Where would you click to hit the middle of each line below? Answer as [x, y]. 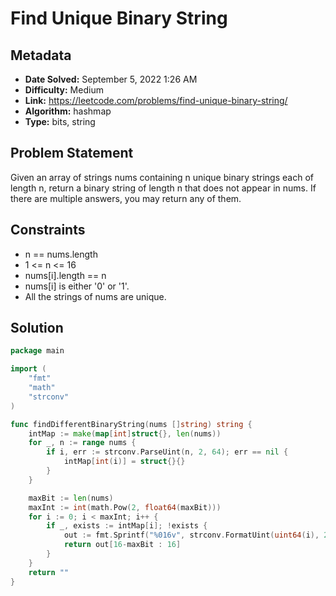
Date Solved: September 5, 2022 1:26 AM [111, 79]
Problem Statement [72, 153]
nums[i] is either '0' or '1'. [77, 286]
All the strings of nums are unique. [95, 296]
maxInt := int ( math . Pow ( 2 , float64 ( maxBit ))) [125, 507]
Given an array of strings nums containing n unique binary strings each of [162, 177]
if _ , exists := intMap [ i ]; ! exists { [127, 526]
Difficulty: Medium [64, 90]
